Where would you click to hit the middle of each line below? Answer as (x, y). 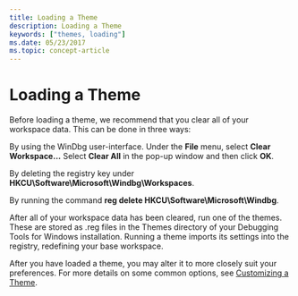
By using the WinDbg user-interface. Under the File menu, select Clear (140, 147)
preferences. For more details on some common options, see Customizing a (149, 273)
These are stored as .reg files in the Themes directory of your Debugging (144, 227)
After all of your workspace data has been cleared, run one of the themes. (146, 218)
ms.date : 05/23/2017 (48, 42)
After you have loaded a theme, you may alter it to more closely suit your (143, 264)
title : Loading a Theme (54, 17)
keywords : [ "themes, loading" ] (68, 34)
